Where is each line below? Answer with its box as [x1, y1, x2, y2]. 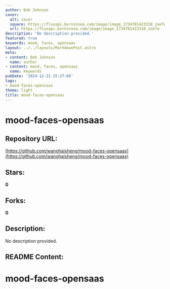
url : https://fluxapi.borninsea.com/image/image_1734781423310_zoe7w [10, 26, 159, 31]
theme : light [5, 87, 33, 93]
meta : [5, 50, 17, 55]
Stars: [5, 168, 25, 177]
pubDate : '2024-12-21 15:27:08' [5, 74, 73, 79]
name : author [10, 59, 37, 65]
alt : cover [10, 17, 33, 22]
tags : [5, 78, 17, 83]
